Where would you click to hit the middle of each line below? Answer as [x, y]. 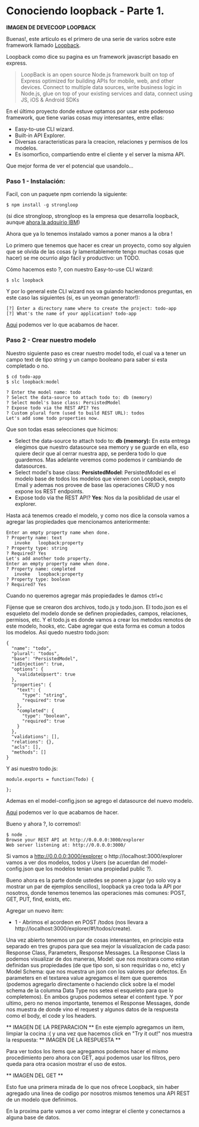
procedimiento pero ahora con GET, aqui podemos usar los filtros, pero [93, 1058]
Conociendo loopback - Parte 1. [85, 11]
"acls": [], [26, 747]
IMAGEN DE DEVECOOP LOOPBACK [51, 27]
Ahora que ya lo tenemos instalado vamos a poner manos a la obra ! [89, 234]
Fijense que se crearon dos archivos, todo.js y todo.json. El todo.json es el [97, 607]
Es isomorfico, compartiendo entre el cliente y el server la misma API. [100, 154]
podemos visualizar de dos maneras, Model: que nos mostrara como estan [98, 959]
